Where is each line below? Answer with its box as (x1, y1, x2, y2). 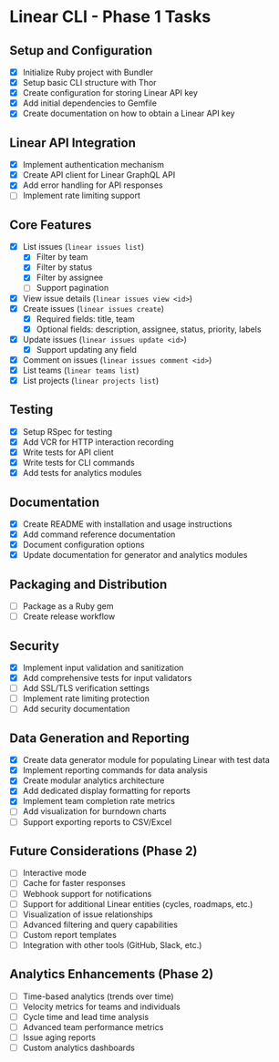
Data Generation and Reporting (9, 730, 190, 746)
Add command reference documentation (22, 529, 176, 540)
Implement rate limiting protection (22, 693, 150, 704)
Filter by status (36, 262, 93, 273)
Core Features (9, 217, 92, 232)
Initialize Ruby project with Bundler (22, 67, 153, 77)
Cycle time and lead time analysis (22, 1011, 149, 1022)
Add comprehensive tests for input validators (22, 673, 192, 684)
